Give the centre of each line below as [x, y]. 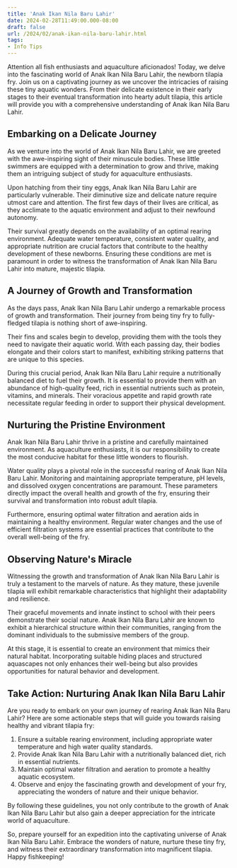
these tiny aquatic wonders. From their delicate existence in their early [110, 89]
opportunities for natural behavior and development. [83, 671]
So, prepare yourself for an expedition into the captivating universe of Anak [117, 834]
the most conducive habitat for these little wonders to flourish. [98, 457]
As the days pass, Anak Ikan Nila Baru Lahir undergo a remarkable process [116, 307]
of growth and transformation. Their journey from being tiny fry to [103, 315]
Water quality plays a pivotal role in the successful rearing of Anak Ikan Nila [117, 471]
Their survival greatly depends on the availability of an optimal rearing [109, 231]
